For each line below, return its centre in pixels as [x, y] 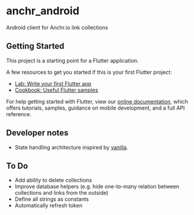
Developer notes [37, 133]
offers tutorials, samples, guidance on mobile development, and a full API [96, 108]
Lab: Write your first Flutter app [53, 83]
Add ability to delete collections [53, 180]
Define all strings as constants [52, 199]
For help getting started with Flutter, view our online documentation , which [97, 101]
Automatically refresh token [49, 205]
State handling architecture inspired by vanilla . [71, 147]
